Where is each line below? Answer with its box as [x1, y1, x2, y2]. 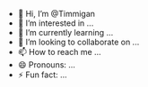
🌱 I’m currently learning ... [17, 28, 114, 37]
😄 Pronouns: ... [17, 59, 76, 70]
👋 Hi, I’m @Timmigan [17, 9, 96, 19]
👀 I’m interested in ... [17, 18, 94, 28]
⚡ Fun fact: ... [17, 69, 67, 80]
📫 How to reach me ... [17, 47, 101, 57]
